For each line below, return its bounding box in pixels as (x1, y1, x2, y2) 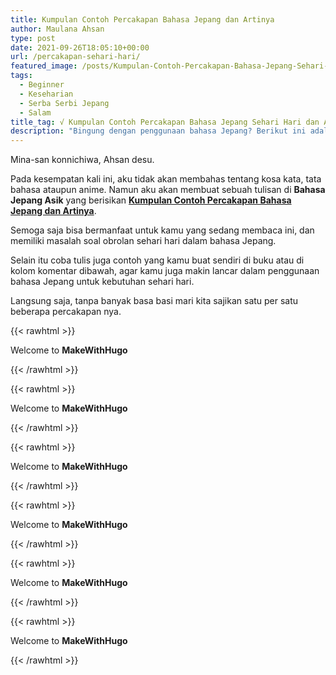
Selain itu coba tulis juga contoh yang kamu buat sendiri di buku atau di (10, 254, 305, 266)
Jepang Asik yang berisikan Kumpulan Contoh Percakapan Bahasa (10, 194, 292, 206)
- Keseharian (19, 89, 74, 99)
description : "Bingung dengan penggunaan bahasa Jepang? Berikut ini (10, 126, 307, 136)
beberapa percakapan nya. (10, 306, 122, 318)
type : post (10, 33, 56, 43)
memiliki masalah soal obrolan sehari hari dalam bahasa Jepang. (10, 235, 277, 247)
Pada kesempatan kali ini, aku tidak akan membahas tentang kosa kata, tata (10, 173, 322, 185)
